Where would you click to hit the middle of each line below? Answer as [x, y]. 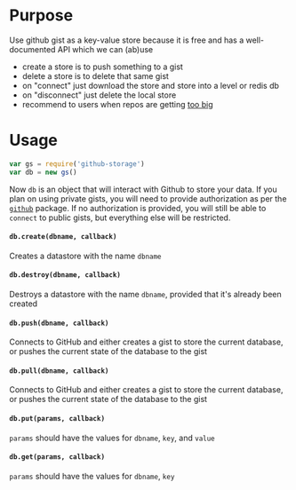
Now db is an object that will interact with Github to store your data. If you [143, 189]
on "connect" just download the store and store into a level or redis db [151, 85]
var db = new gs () [43, 172]
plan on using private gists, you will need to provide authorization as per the [148, 198]
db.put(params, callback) [57, 419]
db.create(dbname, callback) [63, 237]
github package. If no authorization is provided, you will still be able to [138, 208]
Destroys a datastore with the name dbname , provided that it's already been [145, 295]
